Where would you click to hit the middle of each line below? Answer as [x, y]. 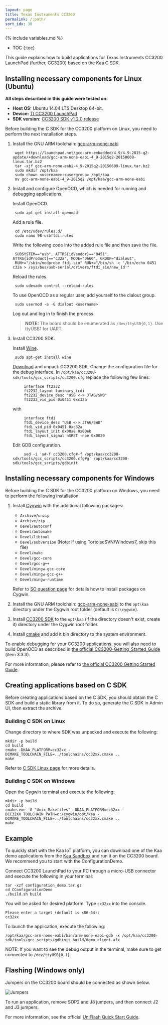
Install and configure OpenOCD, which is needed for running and [79, 189]
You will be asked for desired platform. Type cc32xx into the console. [76, 904]
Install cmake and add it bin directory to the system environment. [79, 634]
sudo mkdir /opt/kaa [36, 171]
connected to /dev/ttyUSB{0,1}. [39, 955]
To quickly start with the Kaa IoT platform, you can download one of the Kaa [83, 850]
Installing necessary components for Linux [73, 79]
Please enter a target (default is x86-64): [52, 913]
